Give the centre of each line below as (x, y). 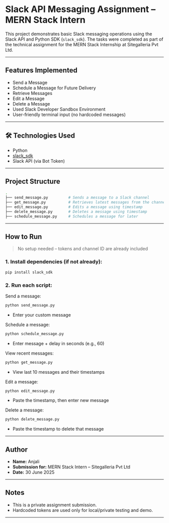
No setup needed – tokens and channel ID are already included (83, 249)
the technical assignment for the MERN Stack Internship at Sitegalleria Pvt (82, 44)
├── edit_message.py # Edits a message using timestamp (74, 207)
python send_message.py (30, 305)
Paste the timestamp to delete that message (58, 429)
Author (16, 449)
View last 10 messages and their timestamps (58, 372)
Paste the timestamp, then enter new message (61, 400)
